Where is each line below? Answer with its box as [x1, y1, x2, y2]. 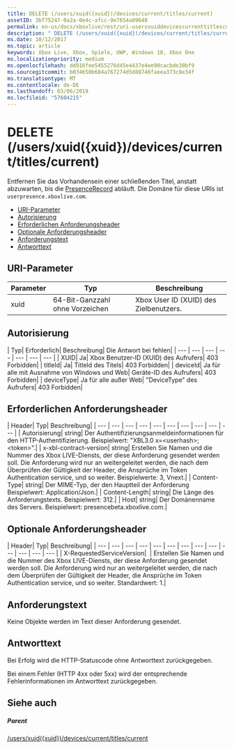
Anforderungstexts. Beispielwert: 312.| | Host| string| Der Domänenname [7, 495, 215, 504]
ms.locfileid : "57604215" [7, 95, 82, 102]
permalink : [7, 23, 39, 30]
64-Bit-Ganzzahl [52, 295, 111, 304]
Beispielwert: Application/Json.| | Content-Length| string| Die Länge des [7, 488, 214, 497]
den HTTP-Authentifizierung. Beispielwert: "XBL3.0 [7, 436, 155, 445]
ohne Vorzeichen [52, 304, 109, 314]
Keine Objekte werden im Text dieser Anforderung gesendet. [7, 617, 182, 626]
